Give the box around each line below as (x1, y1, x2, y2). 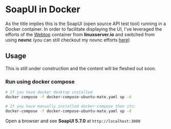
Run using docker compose (5, 78, 75, 85)
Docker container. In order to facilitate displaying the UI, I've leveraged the (5, 26, 162, 32)
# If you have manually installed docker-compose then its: (5, 103, 137, 109)
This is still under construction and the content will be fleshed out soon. (5, 65, 156, 71)
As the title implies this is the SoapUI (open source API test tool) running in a (5, 20, 166, 27)
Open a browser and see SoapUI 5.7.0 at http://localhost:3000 (5, 118, 141, 124)
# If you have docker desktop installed (5, 90, 93, 95)
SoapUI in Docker (5, 4, 80, 15)
